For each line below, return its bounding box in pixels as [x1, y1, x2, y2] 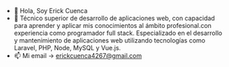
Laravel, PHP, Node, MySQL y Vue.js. [13, 44, 121, 52]
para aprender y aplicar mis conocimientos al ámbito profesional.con [13, 22, 212, 29]
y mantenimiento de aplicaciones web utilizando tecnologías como [13, 36, 206, 45]
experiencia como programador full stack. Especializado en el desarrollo [13, 29, 223, 37]
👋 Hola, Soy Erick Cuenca [13, 7, 88, 15]
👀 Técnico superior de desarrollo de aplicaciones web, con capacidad [13, 14, 215, 22]
